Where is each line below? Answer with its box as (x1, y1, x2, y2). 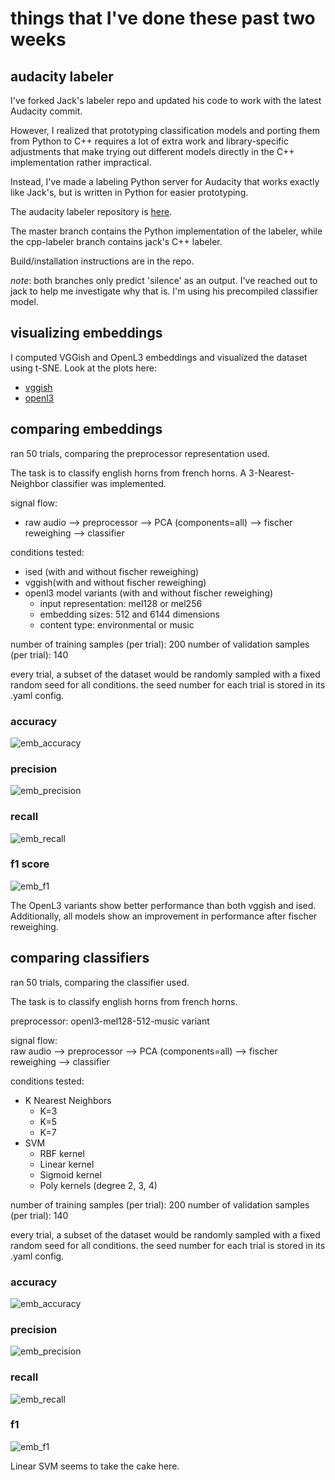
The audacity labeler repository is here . (10, 206, 173, 217)
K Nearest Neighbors (24, 1094, 112, 1106)
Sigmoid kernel (39, 1168, 102, 1181)
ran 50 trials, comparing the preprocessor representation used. (10, 447, 270, 459)
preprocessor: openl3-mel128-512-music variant (10, 1015, 210, 1027)
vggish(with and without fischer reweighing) (24, 576, 207, 588)
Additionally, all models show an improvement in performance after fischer (10, 910, 318, 922)
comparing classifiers (10, 950, 150, 967)
